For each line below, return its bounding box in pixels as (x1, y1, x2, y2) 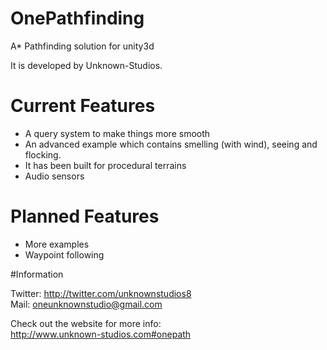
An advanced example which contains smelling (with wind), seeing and (24, 138, 318, 150)
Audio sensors (24, 170, 85, 182)
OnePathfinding (10, 7, 145, 30)
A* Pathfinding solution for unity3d (10, 40, 155, 52)
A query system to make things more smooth (24, 127, 211, 139)
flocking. (24, 148, 62, 161)
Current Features (10, 95, 156, 117)
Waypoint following (24, 248, 105, 261)
